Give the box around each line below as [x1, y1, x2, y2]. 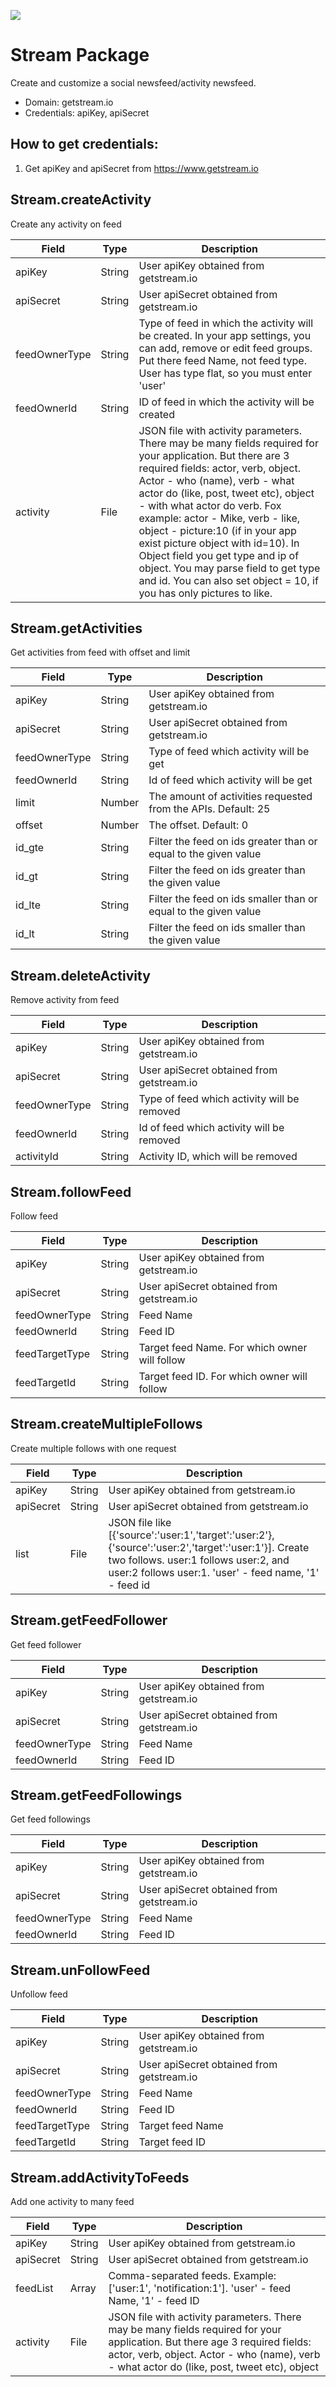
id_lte [15, 898, 42, 912]
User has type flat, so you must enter [138, 366, 313, 380]
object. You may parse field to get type [138, 561, 321, 575]
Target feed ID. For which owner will [138, 1370, 308, 1383]
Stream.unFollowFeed [10, 1961, 151, 1979]
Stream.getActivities [10, 620, 143, 637]
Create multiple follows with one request [10, 1442, 177, 1454]
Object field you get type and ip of [138, 548, 300, 562]
